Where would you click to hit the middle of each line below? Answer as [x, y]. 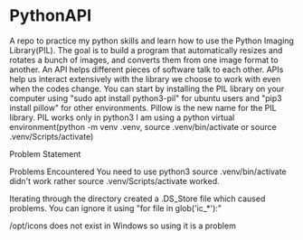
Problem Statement [45, 153]
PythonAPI [51, 16]
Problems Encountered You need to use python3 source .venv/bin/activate [148, 171]
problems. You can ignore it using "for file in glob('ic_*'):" [116, 208]
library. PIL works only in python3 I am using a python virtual [122, 117]
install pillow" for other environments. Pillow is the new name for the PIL [143, 107]
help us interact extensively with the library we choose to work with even [145, 78]
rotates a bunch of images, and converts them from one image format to [144, 60]
